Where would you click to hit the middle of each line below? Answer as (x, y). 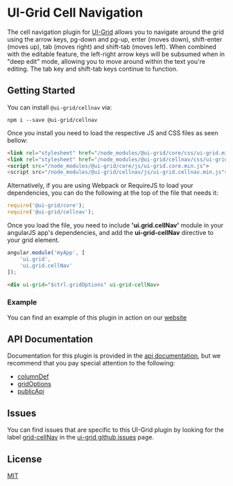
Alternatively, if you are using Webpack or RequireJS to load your (100, 186)
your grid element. (34, 240)
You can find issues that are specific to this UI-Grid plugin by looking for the (115, 430)
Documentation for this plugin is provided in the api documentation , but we (114, 356)
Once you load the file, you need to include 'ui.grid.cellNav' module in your (115, 225)
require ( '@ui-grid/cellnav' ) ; (51, 212)
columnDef (33, 376)
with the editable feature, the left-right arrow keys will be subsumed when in (116, 54)
